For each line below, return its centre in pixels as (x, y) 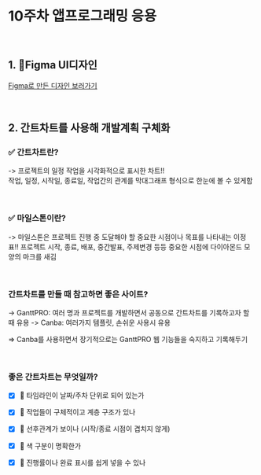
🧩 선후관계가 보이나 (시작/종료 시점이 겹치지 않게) (95, 429)
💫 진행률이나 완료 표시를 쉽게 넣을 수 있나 (83, 462)
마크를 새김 (40, 256)
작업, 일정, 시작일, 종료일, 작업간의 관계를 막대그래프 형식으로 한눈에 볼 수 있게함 (130, 181)
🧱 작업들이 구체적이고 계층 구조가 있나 (77, 412)
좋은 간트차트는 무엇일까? (53, 377)
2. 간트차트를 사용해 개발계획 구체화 (89, 128)
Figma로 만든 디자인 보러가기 (53, 85)
